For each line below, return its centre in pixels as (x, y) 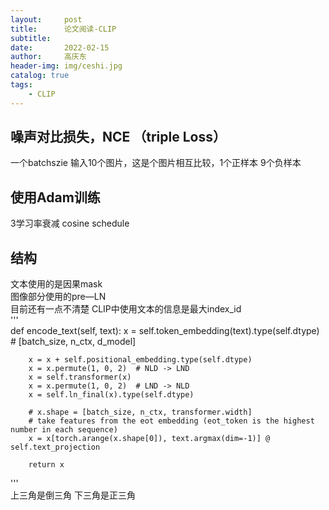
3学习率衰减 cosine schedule (70, 223)
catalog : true (40, 76)
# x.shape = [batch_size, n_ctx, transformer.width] (140, 412)
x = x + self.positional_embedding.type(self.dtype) (140, 360)
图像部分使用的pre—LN (58, 297)
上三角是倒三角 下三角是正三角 (73, 495)
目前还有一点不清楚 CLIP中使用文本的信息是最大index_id (126, 309)
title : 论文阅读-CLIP (63, 29)
